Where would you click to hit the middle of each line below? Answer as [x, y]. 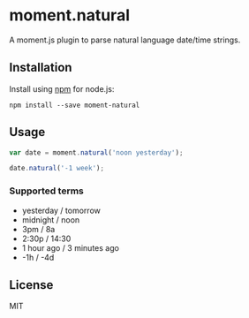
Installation [41, 68]
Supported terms [46, 191]
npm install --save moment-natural [75, 105]
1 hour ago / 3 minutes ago [70, 247]
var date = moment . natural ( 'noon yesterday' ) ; [96, 152]
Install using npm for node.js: [62, 88]
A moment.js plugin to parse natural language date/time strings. [125, 40]
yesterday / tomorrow [61, 210]
